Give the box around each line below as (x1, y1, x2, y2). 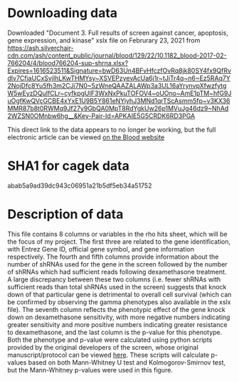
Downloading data (7, 5, 118, 21)
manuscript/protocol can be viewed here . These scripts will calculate (7, 350, 210, 359)
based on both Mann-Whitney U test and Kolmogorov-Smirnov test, (28, 358, 226, 367)
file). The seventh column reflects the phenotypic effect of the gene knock (7, 305, 225, 313)
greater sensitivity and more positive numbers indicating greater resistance (7, 320, 228, 328)
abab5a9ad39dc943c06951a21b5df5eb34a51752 (7, 181, 152, 190)
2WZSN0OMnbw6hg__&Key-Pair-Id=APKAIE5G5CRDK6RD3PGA (7, 112, 196, 120)
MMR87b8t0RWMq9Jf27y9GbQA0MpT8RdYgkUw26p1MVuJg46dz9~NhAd (7, 104, 229, 112)
